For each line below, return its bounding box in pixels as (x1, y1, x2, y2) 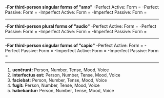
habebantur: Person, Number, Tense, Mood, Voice (12, 88, 115, 93)
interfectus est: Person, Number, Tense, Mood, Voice (12, 72, 121, 78)
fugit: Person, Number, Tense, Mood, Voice (12, 82, 100, 88)
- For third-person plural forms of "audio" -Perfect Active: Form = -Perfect (5, 23, 157, 29)
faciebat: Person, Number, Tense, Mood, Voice (12, 78, 107, 83)
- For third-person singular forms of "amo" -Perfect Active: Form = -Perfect (5, 4, 159, 10)
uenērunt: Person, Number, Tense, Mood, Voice (12, 67, 109, 73)
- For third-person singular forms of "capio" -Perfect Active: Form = (5, 42, 143, 48)
